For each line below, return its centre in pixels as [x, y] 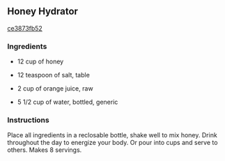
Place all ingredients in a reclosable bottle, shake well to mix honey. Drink [112, 135]
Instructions [29, 120]
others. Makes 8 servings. [45, 150]
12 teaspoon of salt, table [54, 75]
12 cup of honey [40, 61]
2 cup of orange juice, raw [55, 89]
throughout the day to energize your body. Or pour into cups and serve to [113, 143]
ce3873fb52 [25, 28]
